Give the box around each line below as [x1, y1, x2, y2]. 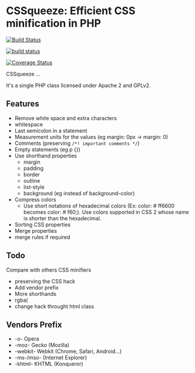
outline [23, 177, 41, 184]
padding [23, 164, 44, 171]
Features [6, 99, 39, 109]
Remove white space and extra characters [14, 114, 117, 121]
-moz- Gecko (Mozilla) [14, 342, 69, 349]
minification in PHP [6, 16, 102, 30]
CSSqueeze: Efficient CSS [6, 4, 136, 18]
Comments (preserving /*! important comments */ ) [14, 140, 140, 147]
